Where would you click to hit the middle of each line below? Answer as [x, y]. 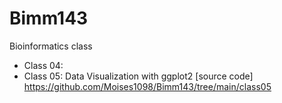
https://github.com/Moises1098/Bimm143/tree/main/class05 [147, 86]
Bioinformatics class [51, 46]
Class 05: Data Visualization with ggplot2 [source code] [138, 76]
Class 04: [43, 65]
